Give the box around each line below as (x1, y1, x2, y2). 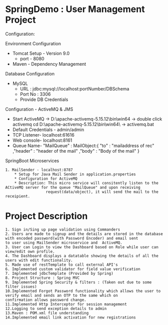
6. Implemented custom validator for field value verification (5, 266, 141, 272)
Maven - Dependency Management (12, 61, 87, 67)
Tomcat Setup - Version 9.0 (12, 50, 70, 56)
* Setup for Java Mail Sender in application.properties (14, 172, 136, 177)
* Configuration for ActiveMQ (14, 176, 78, 181)
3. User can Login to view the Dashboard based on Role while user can (5, 245, 158, 250)
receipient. (5, 193, 30, 199)
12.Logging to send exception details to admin (5, 306, 107, 311)
